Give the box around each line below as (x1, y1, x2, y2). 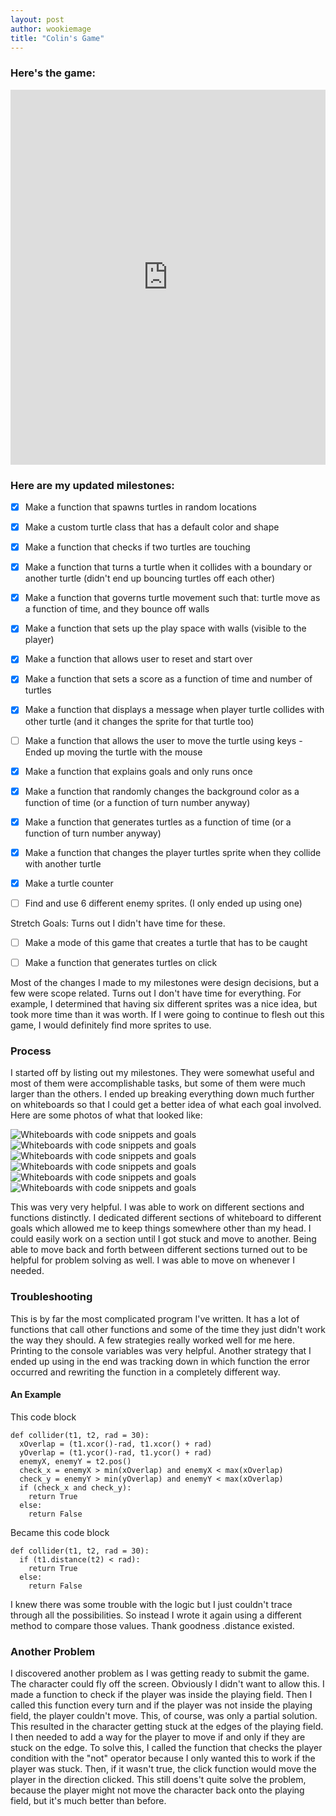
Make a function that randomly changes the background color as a (24, 785, 300, 797)
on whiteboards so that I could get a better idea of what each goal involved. (10, 1099, 322, 1111)
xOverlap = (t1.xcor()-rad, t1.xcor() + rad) (19, 1439, 213, 1449)
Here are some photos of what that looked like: (10, 1109, 203, 1121)
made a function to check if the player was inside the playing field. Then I (10, 1689, 313, 1701)
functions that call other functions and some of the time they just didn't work (10, 1323, 326, 1335)
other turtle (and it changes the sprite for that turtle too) (24, 715, 255, 727)
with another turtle (24, 857, 102, 870)
